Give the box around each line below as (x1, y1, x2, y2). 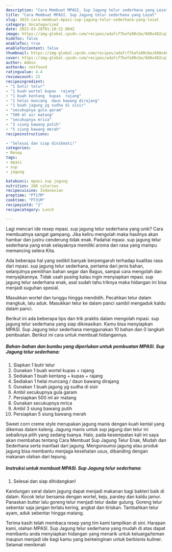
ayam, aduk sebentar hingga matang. (6, 509, 84, 516)
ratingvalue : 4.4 (6, 70, 43, 75)
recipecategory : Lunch (6, 207, 54, 212)
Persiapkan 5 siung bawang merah (13, 411, 86, 417)
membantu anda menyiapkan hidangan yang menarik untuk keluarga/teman (6, 530, 165, 537)
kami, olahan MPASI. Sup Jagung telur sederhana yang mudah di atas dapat (6, 525, 165, 531)
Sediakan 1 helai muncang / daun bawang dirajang (13, 378, 119, 384)
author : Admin (6, 60, 36, 65)
